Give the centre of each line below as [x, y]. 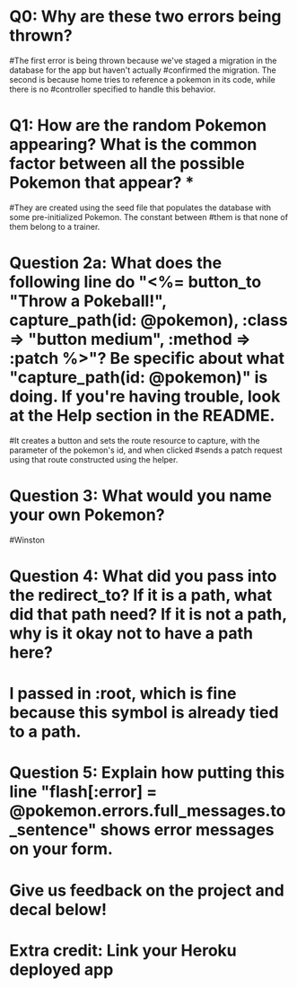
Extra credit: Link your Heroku [123, 950]
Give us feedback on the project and [147, 890]
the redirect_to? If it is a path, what [141, 595]
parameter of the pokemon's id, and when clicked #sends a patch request [146, 450]
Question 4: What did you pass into [143, 576]
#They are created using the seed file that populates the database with [140, 207]
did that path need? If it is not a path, [148, 614]
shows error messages [188, 830]
